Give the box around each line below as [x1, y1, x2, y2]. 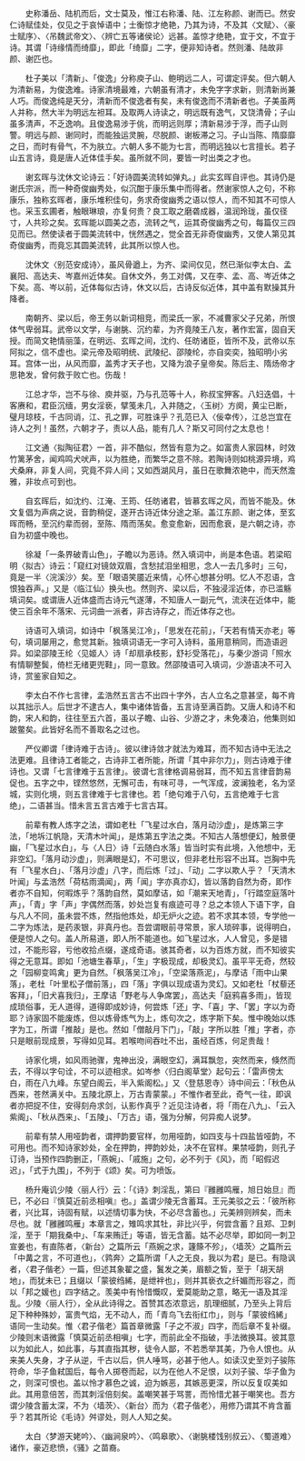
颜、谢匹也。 [9, 54, 57, 64]
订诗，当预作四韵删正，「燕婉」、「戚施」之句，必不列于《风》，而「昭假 [9, 1154, 272, 1164]
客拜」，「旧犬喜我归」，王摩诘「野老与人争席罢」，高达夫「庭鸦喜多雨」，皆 [9, 990, 284, 1000]
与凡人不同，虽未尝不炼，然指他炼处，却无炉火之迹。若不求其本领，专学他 [9, 910, 288, 921]
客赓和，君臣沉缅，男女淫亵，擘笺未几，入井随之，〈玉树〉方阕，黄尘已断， [9, 400, 292, 411]
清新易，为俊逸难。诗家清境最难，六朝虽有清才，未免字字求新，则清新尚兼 [16, 85, 296, 95]
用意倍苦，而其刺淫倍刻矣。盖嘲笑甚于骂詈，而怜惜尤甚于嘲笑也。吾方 [33, 1389, 296, 1399]
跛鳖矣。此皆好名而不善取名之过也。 [9, 724, 145, 735]
